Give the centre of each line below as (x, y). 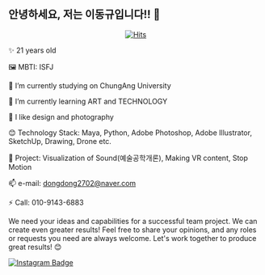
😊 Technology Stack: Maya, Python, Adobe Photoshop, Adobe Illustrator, (130, 133)
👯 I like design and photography (61, 116)
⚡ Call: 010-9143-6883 (46, 202)
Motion (20, 167)
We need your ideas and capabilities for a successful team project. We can (133, 221)
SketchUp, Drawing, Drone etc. (60, 141)
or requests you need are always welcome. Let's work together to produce (132, 238)
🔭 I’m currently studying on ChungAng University (90, 85)
